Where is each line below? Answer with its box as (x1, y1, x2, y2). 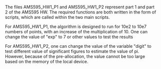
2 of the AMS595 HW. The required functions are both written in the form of (5, 9, 156, 15)
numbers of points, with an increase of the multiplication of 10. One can (5, 29, 148, 34)
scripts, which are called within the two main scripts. (5, 14, 110, 20)
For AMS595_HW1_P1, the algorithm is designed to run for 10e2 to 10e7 (5, 24, 147, 29)
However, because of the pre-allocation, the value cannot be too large (5, 54, 145, 59)
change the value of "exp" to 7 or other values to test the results (5, 34, 133, 40)
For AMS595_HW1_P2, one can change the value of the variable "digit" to (5, 43, 152, 49)
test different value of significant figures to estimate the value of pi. (5, 48, 140, 54)
